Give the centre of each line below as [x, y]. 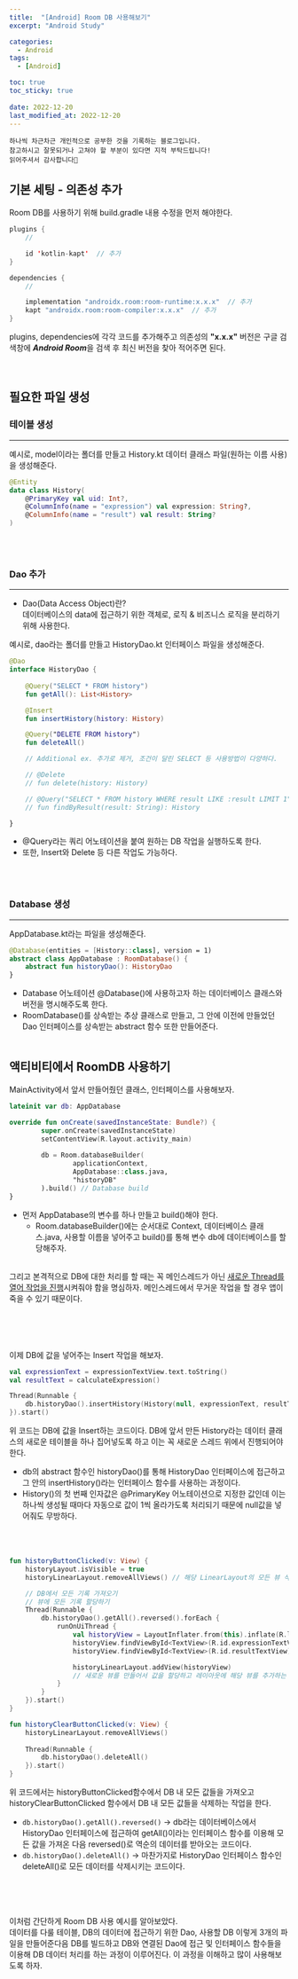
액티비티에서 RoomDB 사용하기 [90, 1067]
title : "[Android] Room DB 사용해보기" [80, 17]
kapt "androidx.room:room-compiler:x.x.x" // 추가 [121, 310]
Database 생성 [40, 904]
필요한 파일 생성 [50, 397]
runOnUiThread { [86, 1627]
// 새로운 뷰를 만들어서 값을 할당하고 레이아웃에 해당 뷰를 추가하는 [179, 1676]
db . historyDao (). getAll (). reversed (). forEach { [130, 1618]
